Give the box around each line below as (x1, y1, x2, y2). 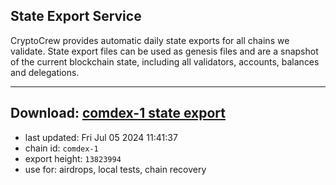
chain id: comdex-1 (24, 142, 99, 154)
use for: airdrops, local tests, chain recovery (24, 163, 207, 175)
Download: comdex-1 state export (10, 105, 226, 122)
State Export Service (10, 8, 142, 25)
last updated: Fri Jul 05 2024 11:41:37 (24, 131, 178, 143)
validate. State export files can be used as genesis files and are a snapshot (10, 45, 319, 57)
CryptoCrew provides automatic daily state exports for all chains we (10, 34, 290, 46)
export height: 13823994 (24, 152, 122, 164)
